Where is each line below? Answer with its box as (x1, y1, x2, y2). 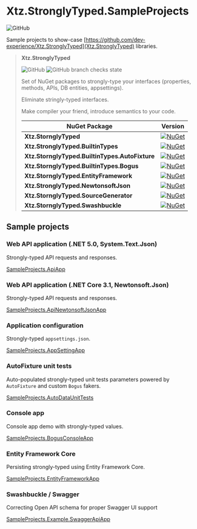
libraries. (135, 42, 158, 50)
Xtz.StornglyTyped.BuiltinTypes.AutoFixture (24, 151, 155, 160)
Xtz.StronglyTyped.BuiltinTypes (24, 142, 118, 150)
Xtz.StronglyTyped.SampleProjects (6, 4, 189, 18)
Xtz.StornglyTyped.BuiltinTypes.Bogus (24, 162, 139, 170)
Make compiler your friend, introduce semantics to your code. (21, 107, 176, 115)
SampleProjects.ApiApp (6, 265, 65, 273)
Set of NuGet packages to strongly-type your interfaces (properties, (21, 78, 192, 85)
